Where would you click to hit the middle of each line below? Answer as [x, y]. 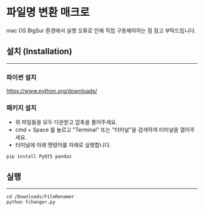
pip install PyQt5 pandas [39, 157]
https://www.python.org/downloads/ [52, 91]
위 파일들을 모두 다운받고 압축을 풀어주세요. [66, 122]
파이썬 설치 [22, 77]
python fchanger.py [31, 202]
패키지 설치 [22, 108]
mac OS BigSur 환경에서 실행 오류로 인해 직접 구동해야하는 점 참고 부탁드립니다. [101, 30]
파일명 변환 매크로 [48, 12]
